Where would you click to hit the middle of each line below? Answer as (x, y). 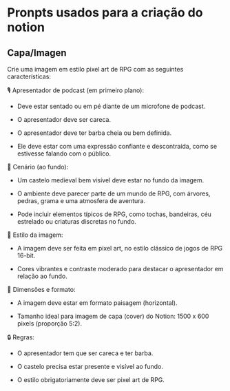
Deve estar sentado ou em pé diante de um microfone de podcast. (111, 106)
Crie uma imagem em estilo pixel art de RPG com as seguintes (95, 69)
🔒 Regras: (21, 337)
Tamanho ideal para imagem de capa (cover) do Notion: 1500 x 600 (113, 316)
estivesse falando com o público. (64, 154)
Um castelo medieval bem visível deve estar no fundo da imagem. (111, 180)
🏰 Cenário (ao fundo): (38, 167)
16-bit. (26, 255)
